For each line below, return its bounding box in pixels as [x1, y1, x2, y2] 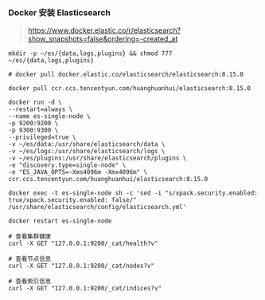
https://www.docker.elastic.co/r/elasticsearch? [27, 26, 181, 35]
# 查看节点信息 [8, 255, 52, 263]
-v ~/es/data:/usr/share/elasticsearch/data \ [8, 140, 166, 148]
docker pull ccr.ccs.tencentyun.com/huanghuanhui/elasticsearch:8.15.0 [8, 85, 251, 93]
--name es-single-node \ [8, 112, 91, 120]
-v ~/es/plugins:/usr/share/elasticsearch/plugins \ [8, 154, 187, 163]
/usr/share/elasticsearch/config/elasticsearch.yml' [8, 203, 187, 211]
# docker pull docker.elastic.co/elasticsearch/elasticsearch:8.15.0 [8, 70, 244, 79]
